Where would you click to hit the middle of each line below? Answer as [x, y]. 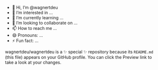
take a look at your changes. [33, 62]
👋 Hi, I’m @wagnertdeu [35, 7]
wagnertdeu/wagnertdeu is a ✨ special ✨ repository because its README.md [79, 52]
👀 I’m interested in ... [32, 13]
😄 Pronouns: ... [28, 35]
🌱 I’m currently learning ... [38, 18]
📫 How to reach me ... [34, 28]
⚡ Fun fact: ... [25, 41]
